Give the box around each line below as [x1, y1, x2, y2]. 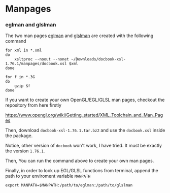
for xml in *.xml [5, 48, 42, 53]
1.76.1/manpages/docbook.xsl [5, 61, 67, 67]
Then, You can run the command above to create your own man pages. [5, 158, 154, 164]
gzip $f [14, 83, 30, 89]
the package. [5, 133, 33, 139]
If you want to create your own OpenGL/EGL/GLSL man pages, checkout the [5, 97, 165, 103]
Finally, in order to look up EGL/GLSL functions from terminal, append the [5, 168, 158, 174]
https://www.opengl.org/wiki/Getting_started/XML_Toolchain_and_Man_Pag [5, 112, 163, 118]
